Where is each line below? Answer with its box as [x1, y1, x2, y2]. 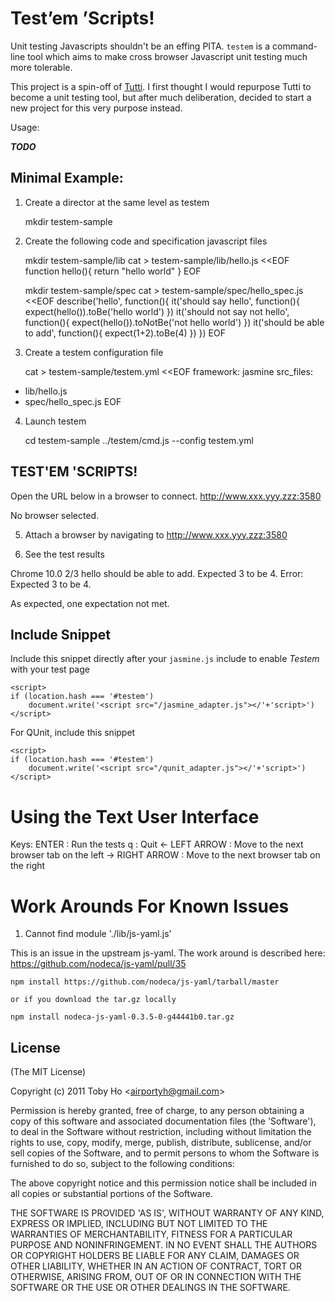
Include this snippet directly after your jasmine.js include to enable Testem [10, 653, 320, 665]
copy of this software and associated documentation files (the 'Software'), [10, 1115, 317, 1127]
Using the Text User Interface [10, 805, 260, 828]
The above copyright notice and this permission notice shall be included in [10, 1177, 317, 1189]
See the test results [24, 548, 105, 560]
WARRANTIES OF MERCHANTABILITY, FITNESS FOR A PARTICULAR [10, 1228, 293, 1241]
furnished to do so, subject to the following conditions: [10, 1158, 235, 1170]
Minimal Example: [10, 170, 124, 187]
